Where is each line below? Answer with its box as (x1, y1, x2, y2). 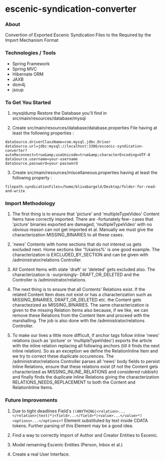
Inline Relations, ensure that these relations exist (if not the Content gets (12, 364, 159, 370)
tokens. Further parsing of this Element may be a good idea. (12, 423, 134, 429)
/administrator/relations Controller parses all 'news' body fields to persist (12, 359, 160, 364)
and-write (5, 189, 26, 194)
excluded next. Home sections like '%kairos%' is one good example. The (12, 247, 160, 253)
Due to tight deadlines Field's (12, 408, 72, 414)
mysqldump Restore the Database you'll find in (12, 110, 107, 116)
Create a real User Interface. (12, 451, 70, 457)
